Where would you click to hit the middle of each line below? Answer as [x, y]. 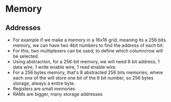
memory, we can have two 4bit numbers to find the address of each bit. [88, 45]
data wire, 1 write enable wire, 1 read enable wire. [65, 67]
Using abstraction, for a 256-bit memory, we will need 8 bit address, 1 [86, 61]
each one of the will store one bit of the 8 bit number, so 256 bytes [83, 78]
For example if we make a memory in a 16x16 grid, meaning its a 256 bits [89, 40]
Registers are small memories [44, 89]
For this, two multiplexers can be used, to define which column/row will [88, 51]
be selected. [26, 56]
